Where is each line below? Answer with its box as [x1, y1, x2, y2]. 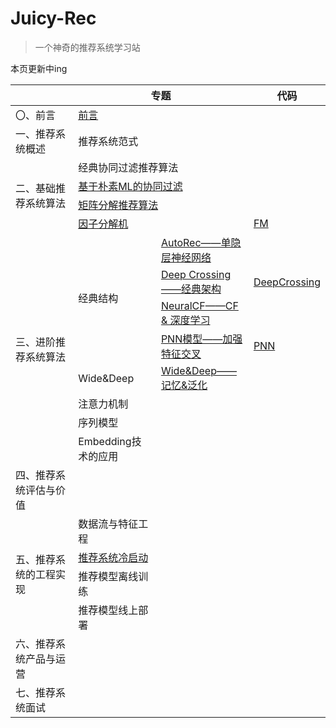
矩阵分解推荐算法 [78, 198, 159, 212]
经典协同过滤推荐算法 [78, 160, 179, 174]
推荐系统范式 [78, 134, 139, 148]
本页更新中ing [10, 62, 68, 74]
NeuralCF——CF [160, 298, 239, 312]
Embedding [78, 434, 132, 448]
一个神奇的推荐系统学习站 [34, 41, 141, 53]
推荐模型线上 [78, 603, 139, 617]
